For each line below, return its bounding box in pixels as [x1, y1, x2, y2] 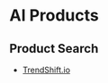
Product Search [9, 41, 99, 56]
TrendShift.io [22, 64, 70, 75]
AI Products [9, 5, 99, 26]
